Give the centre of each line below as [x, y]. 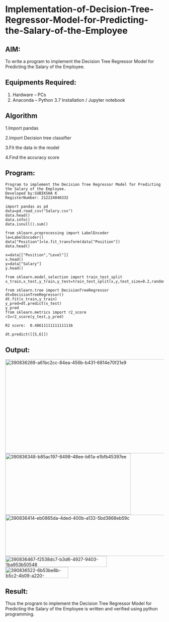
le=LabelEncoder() [24, 238]
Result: [17, 591]
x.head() [14, 260]
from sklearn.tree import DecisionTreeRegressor [57, 291]
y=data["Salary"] [23, 264]
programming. [20, 614]
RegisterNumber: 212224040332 [37, 198]
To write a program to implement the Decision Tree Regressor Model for [80, 61]
